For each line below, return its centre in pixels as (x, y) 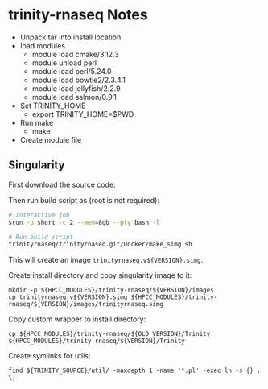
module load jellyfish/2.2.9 (76, 88)
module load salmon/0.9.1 (74, 97)
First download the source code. (62, 184)
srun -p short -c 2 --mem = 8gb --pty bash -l (84, 222)
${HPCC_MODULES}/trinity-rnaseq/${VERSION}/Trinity (97, 341)
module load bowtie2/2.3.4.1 (79, 80)
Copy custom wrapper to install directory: (77, 319)
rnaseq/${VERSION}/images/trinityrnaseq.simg (86, 304)
